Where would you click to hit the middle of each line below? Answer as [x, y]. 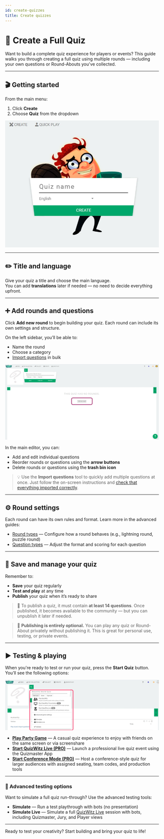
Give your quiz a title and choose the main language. [58, 280]
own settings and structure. [33, 328]
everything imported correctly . [48, 488]
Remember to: [19, 576]
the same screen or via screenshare [48, 743]
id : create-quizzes [25, 10]
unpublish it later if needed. [44, 616]
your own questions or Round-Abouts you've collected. [61, 64]
